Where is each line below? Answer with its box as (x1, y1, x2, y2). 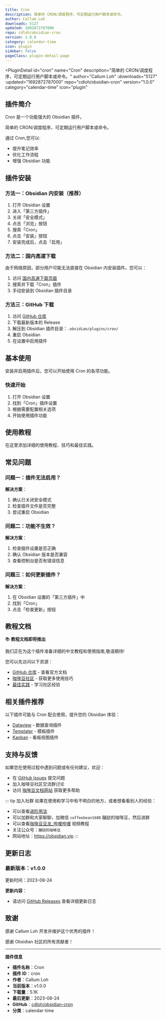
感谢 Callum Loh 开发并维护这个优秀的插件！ (5, 928, 95, 934)
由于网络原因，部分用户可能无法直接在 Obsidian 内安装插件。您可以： (5, 265, 147, 271)
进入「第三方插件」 (12, 208, 52, 214)
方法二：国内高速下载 (5, 253, 56, 260)
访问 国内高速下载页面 (12, 275, 57, 281)
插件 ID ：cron (12, 970, 41, 976)
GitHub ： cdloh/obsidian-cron (12, 1001, 73, 1007)
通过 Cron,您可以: (5, 135, 41, 141)
